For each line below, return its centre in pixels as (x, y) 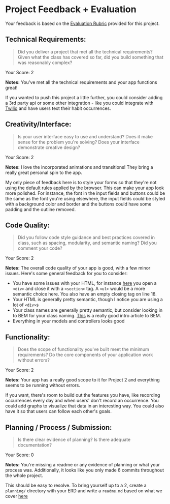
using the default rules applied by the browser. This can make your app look (84, 188)
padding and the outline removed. (41, 209)
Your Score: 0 (20, 455)
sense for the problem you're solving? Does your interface (79, 142)
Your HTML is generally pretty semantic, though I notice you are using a (88, 300)
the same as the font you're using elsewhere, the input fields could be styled (85, 198)
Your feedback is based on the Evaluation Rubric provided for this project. (82, 23)
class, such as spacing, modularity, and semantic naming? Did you (87, 243)
